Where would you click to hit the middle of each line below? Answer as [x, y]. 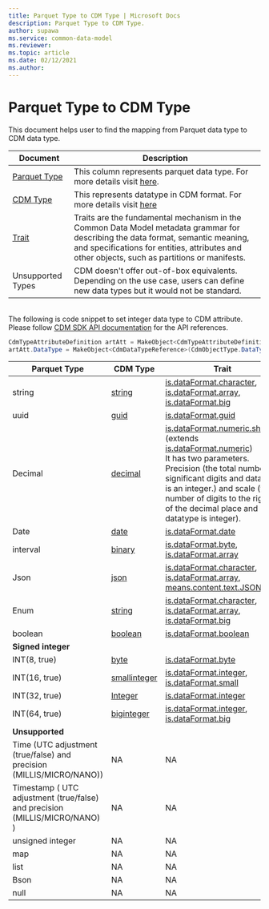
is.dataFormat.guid [201, 416]
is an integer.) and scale [211, 489]
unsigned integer [44, 841]
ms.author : [26, 68]
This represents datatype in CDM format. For [158, 195]
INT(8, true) [35, 660]
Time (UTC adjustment [55, 745]
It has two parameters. [207, 459]
